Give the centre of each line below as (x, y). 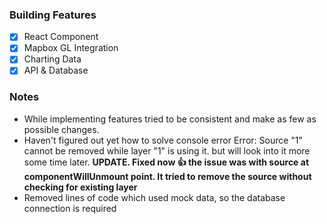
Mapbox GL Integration (71, 48)
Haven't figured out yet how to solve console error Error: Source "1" (163, 140)
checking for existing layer (80, 187)
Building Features (53, 15)
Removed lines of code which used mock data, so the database (154, 197)
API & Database (56, 70)
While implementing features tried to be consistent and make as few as (170, 119)
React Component (61, 37)
